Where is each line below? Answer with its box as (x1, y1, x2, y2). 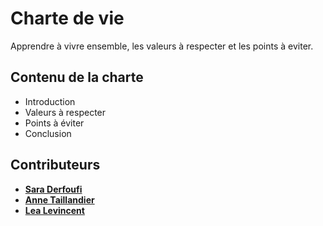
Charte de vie (10, 7, 125, 30)
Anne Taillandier (24, 193, 95, 206)
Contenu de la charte (10, 69, 144, 86)
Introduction (24, 95, 76, 107)
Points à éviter (24, 117, 85, 129)
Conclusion (24, 127, 72, 139)
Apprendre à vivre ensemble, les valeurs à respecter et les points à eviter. (10, 40, 314, 52)
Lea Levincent (24, 204, 85, 216)
